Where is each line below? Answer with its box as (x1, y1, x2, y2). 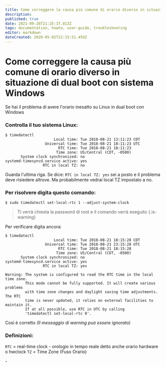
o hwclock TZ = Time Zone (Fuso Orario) (5, 349, 87, 355)
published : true (5, 16, 39, 21)
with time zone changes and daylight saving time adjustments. (25, 289, 158, 294)
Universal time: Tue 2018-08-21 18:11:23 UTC (44, 141, 140, 146)
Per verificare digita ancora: (5, 224, 62, 230)
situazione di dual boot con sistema (5, 77, 154, 88)
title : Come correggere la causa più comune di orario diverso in (5, 7, 145, 12)
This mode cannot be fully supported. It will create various (25, 281, 156, 286)
